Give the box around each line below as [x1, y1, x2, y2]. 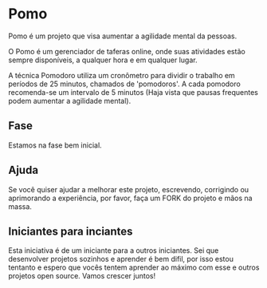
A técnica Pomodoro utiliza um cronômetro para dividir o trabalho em [8, 70, 235, 80]
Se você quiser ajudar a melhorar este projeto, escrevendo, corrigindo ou [8, 184, 249, 194]
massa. [8, 201, 32, 211]
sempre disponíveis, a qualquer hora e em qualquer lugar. [8, 55, 198, 65]
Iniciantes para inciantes [8, 224, 133, 238]
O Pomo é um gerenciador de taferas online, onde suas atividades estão [8, 46, 245, 56]
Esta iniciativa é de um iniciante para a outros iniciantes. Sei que [8, 246, 219, 255]
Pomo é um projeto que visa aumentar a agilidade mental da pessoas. [8, 31, 238, 41]
